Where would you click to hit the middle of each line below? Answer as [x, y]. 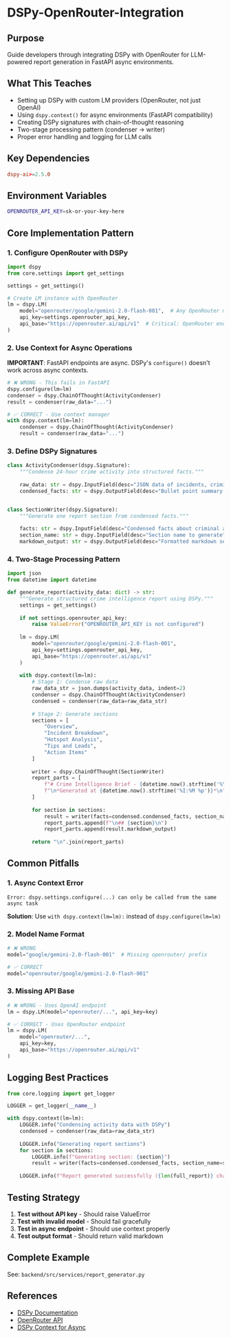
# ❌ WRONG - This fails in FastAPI [58, 383]
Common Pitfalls [43, 863]
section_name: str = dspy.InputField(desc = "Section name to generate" [123, 535]
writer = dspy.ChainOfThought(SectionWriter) [98, 772]
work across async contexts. [48, 370]
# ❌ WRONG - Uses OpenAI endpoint [57, 1005]
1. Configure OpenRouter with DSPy [68, 253]
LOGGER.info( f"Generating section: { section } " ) [101, 1157]
